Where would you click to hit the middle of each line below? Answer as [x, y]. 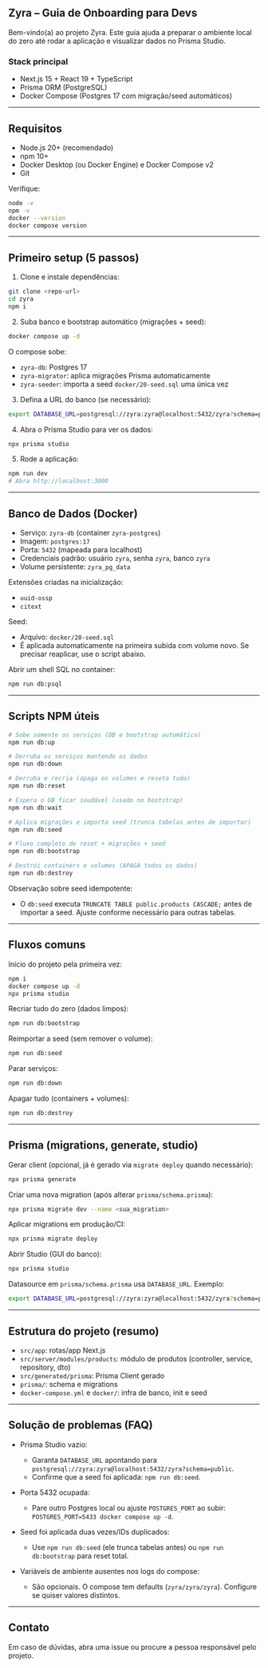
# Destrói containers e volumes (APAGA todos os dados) [103, 866]
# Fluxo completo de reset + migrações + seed [87, 844]
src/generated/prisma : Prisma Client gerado [92, 1375]
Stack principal [38, 61]
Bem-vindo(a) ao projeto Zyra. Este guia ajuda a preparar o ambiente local [130, 32]
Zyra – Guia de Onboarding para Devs [103, 13]
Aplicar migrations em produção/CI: [67, 1224]
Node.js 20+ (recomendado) [67, 148]
